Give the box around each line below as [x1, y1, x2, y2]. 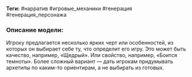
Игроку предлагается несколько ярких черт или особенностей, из [6, 39, 174, 46]
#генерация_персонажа [6, 11, 67, 18]
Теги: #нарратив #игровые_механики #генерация [6, 5, 133, 12]
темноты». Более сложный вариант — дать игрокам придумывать [6, 58, 174, 65]
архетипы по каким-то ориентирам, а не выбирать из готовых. [6, 64, 164, 71]
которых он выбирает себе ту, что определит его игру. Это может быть [6, 45, 187, 52]
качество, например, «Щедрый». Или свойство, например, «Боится [6, 52, 178, 59]
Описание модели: [6, 26, 64, 34]
